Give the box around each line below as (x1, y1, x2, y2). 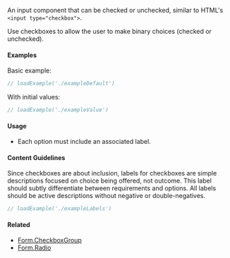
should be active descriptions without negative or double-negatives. (7, 192, 206, 200)
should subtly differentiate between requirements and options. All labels (7, 184, 217, 192)
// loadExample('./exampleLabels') (7, 205, 112, 212)
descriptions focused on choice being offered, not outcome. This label (7, 176, 212, 185)
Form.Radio (17, 243, 52, 252)
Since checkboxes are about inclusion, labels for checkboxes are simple (7, 169, 217, 178)
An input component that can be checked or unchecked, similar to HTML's (7, 6, 224, 14)
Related (7, 220, 30, 228)
